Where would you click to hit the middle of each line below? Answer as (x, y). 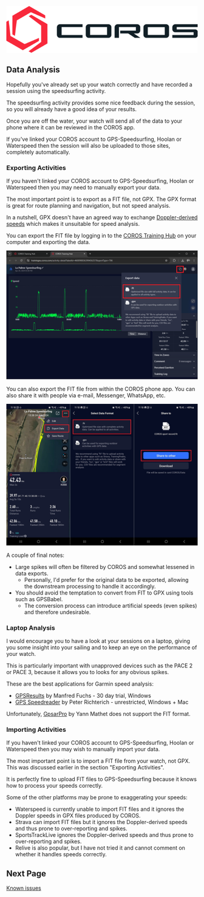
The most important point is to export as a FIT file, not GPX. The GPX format (101, 199)
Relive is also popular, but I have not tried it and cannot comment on (100, 848)
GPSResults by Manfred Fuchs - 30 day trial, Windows (83, 695)
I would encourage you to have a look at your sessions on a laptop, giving (98, 641)
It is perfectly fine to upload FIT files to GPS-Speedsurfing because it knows (102, 779)
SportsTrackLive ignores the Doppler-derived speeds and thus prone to (104, 835)
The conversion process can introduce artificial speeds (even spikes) (110, 605)
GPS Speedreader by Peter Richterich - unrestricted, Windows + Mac (102, 702)
